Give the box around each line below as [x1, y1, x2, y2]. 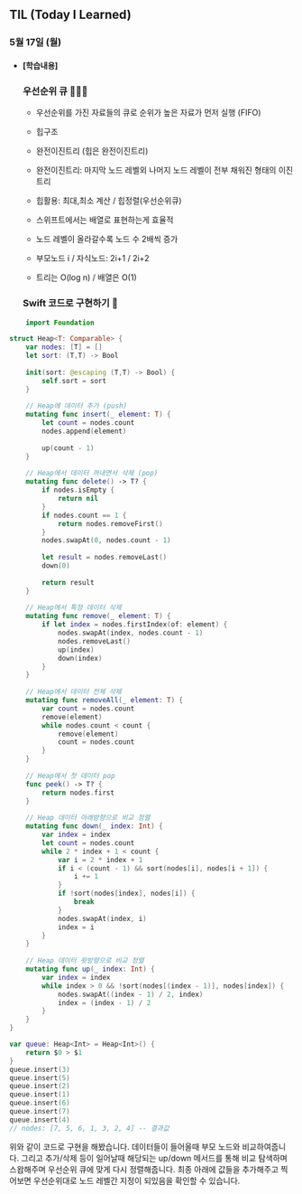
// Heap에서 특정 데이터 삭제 [25, 603, 122, 613]
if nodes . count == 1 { [41, 511, 127, 520]
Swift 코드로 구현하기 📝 [22, 297, 119, 310]
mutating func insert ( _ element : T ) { [25, 410, 171, 419]
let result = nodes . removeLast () [41, 553, 168, 562]
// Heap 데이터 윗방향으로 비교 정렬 [25, 956, 144, 965]
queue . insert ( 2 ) [9, 1082, 70, 1091]
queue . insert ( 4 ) [9, 1115, 70, 1124]
